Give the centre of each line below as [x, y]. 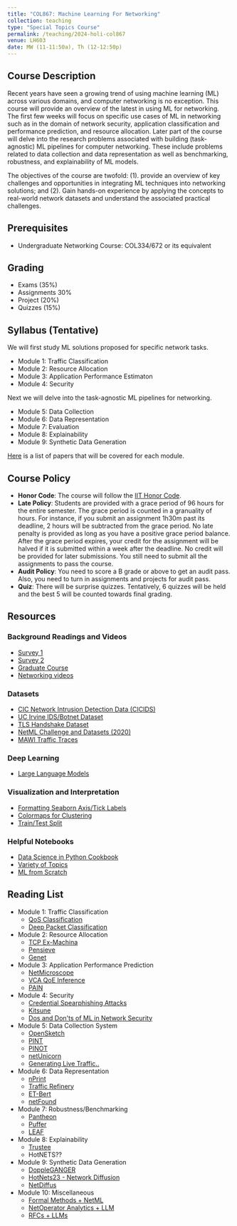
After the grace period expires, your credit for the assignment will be [118, 541]
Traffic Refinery [51, 1086]
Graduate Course [43, 668]
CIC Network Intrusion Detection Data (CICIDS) [86, 709]
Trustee [39, 1147]
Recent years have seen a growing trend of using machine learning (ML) [113, 93]
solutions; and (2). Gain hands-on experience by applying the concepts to [116, 191]
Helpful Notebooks [41, 841]
